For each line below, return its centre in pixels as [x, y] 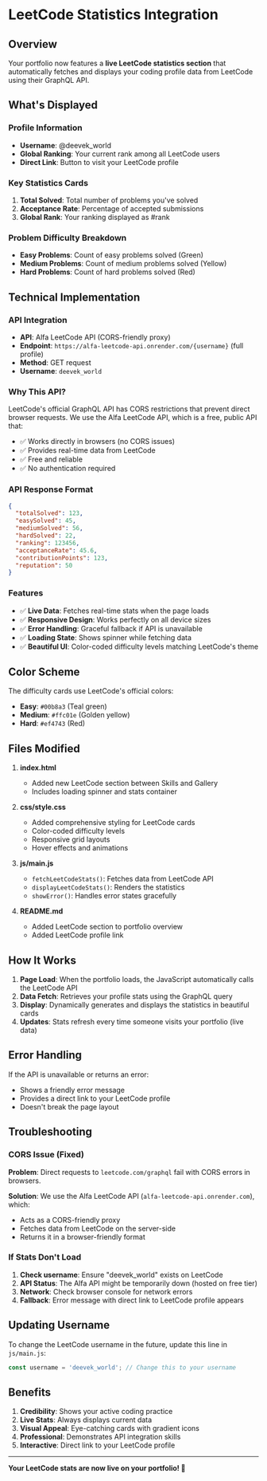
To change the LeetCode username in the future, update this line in [118, 1344]
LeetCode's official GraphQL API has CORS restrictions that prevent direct [129, 409]
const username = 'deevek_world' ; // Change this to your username [122, 1367]
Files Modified [44, 748]
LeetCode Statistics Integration [113, 15]
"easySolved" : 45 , [46, 521]
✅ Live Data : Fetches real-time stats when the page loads [114, 611]
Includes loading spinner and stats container [104, 792]
